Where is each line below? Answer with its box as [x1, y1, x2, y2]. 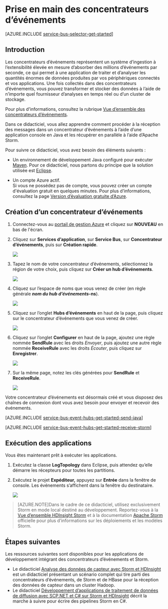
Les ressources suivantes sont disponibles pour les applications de [5, 551, 144, 557]
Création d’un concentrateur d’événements [5, 208, 143, 216]
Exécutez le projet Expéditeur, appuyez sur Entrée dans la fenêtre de [12, 477, 156, 483]
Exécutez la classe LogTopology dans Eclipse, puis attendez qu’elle [12, 462, 153, 468]
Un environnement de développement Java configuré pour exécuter [12, 157, 153, 163]
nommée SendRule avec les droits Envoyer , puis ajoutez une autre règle [12, 340, 162, 346]
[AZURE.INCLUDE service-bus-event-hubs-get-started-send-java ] [5, 414, 143, 421]
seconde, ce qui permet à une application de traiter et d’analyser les [5, 69, 146, 75]
